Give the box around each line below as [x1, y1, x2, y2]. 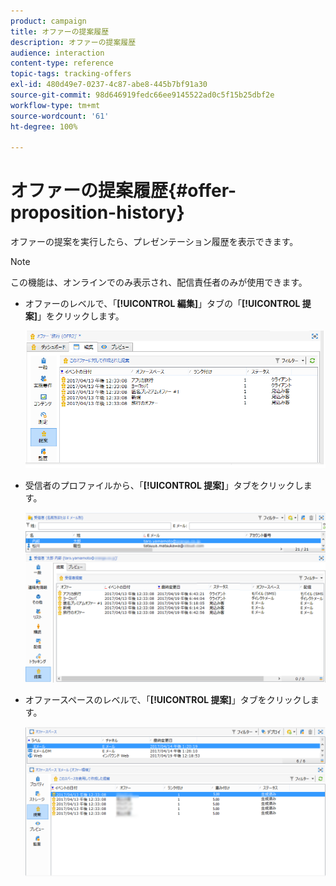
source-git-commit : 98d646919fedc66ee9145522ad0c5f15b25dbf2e [10, 90, 275, 100]
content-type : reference [10, 58, 114, 69]
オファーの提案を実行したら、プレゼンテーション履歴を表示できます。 [10, 236, 299, 248]
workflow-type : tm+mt [10, 100, 101, 110]
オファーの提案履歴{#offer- [10, 180, 237, 202]
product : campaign [10, 16, 87, 26]
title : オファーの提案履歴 [10, 26, 110, 37]
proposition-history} [10, 201, 185, 224]
